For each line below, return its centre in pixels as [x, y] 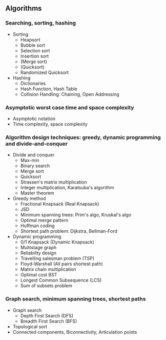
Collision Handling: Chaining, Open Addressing [70, 94]
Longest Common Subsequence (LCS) [61, 280]
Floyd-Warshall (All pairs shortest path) [62, 264]
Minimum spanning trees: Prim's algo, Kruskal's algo [76, 215]
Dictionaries [33, 83]
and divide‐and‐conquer [37, 144]
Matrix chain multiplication [48, 269]
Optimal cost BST [39, 275]
